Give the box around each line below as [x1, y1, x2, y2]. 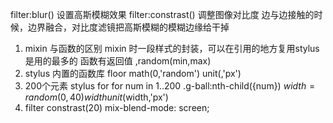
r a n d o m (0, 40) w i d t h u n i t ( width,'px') [24, 91, 169, 103]
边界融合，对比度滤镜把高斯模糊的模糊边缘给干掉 [27, 21, 230, 33]
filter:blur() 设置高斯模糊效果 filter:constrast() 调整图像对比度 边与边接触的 [10, 9, 315, 20]
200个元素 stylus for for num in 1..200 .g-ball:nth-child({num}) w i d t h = [24, 80, 316, 92]
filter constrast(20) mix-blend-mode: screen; [24, 102, 210, 113]
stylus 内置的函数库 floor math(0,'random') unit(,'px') [24, 68, 242, 79]
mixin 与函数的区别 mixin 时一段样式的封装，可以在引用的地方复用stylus [24, 43, 320, 54]
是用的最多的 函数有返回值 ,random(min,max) [24, 55, 212, 67]
